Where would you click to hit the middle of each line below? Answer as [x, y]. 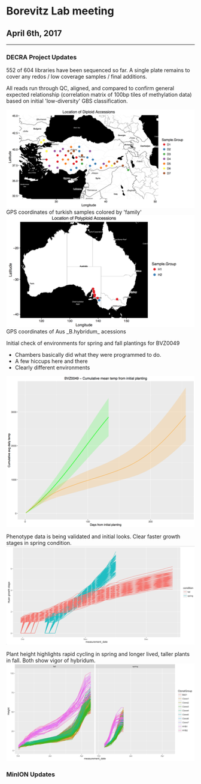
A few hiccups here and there [51, 361]
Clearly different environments [52, 367]
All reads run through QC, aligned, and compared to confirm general [90, 88]
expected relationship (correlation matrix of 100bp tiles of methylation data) [99, 95]
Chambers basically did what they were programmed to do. [88, 354]
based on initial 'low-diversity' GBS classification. [67, 101]
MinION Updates [31, 774]
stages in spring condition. [39, 542]
